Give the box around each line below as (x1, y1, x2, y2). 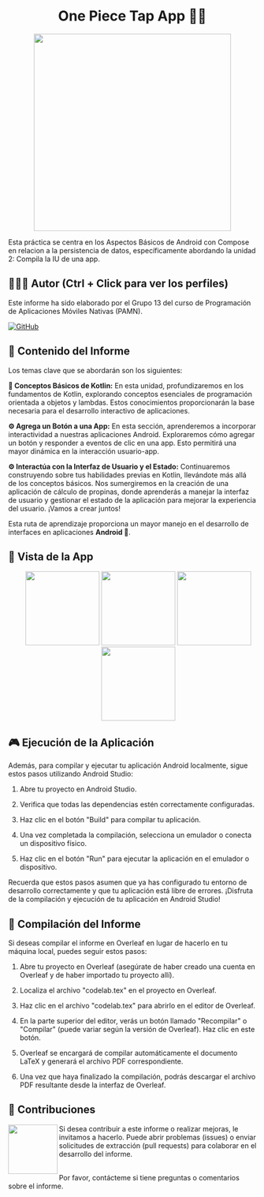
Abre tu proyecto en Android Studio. (19, 784, 137, 794)
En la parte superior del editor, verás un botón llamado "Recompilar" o (19, 1016, 247, 1025)
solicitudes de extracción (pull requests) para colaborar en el (58, 1140, 257, 1150)
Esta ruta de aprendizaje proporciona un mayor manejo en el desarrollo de (8, 518, 250, 528)
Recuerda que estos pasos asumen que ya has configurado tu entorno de (8, 877, 247, 887)
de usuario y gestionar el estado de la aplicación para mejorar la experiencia (8, 495, 256, 504)
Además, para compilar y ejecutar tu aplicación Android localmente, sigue (8, 761, 248, 770)
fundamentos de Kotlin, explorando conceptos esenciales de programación (8, 389, 252, 398)
